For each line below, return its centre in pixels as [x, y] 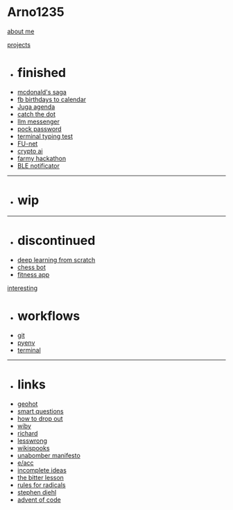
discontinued [56, 241]
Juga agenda [36, 107]
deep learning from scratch [56, 260]
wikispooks [33, 448]
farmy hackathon [42, 158]
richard [27, 433]
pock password [39, 128]
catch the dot [36, 114]
